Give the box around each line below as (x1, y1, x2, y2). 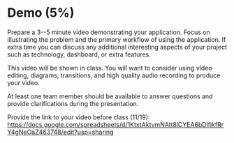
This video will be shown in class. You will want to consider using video (7, 63, 212, 72)
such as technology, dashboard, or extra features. (7, 50, 152, 59)
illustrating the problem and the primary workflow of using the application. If (7, 35, 226, 43)
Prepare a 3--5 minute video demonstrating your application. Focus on (7, 28, 211, 36)
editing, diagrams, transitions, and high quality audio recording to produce (7, 71, 221, 80)
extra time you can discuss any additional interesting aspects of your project (7, 43, 227, 51)
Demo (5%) (7, 5, 75, 21)
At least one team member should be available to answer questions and (7, 92, 213, 100)
